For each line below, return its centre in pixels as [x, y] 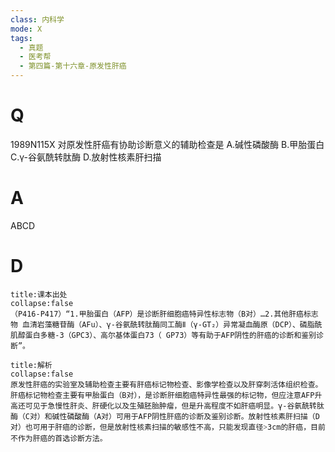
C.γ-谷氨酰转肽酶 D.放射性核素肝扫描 [86, 157]
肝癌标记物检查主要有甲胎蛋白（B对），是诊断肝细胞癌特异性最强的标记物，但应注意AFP [162, 395]
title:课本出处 [39, 294]
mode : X [26, 29]
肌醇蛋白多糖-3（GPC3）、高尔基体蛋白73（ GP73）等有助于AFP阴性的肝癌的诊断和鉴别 [163, 335]
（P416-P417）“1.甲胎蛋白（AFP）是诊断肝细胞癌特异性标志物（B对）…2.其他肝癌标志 [164, 314]
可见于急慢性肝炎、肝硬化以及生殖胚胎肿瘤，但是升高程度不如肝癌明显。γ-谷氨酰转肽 [174, 406]
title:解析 [31, 365]
